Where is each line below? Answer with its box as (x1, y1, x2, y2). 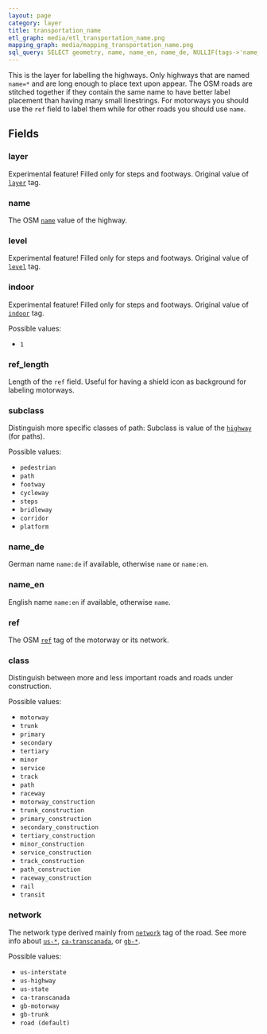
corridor (19, 514, 49, 523)
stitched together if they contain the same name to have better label (8, 87, 230, 96)
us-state (19, 985, 49, 993)
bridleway (19, 506, 53, 514)
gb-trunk (19, 1010, 49, 1018)
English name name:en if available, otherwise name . (8, 597, 171, 606)
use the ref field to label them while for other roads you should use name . (8, 104, 246, 114)
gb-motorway (19, 1002, 60, 1010)
